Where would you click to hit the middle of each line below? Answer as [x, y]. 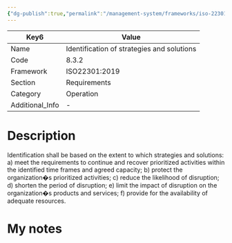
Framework [29, 71]
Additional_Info [35, 105]
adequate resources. [37, 201]
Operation [82, 93]
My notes [35, 228]
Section [23, 82]
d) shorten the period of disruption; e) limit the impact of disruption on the [112, 185]
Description [41, 135]
